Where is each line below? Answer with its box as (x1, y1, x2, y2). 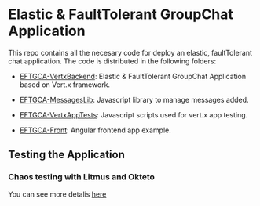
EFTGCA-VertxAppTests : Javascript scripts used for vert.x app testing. (19, 110, 248, 119)
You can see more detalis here (8, 190, 107, 199)
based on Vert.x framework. (19, 80, 111, 89)
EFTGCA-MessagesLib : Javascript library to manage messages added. (19, 95, 249, 104)
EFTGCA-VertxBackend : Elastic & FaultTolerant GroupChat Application (19, 71, 246, 81)
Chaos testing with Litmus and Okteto (8, 172, 156, 183)
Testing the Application (8, 148, 126, 161)
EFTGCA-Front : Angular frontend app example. (19, 125, 171, 135)
